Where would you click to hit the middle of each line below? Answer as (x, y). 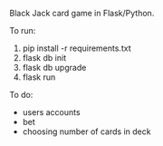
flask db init (44, 58)
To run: (23, 30)
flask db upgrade (54, 68)
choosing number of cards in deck (86, 131)
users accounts (51, 112)
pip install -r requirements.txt (77, 48)
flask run (39, 77)
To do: (21, 95)
